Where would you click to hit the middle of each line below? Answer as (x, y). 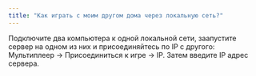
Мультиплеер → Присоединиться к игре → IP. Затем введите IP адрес (128, 55)
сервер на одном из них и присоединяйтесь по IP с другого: (112, 46)
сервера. (24, 63)
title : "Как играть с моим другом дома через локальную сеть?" (116, 15)
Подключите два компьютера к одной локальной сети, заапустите (122, 38)
